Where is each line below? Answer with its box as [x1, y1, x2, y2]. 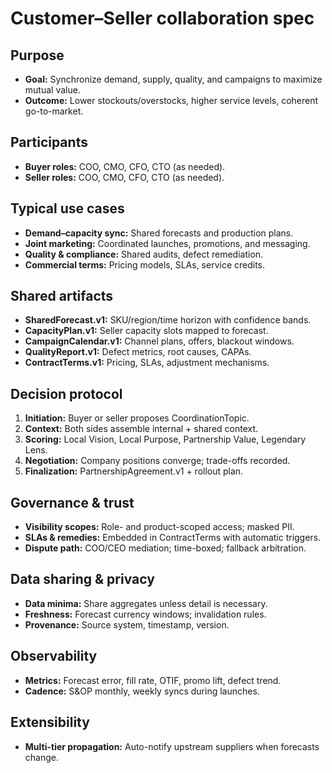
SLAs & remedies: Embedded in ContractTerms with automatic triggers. [24, 532, 322, 544]
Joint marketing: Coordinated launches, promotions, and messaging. [24, 237, 311, 249]
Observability [10, 648, 98, 665]
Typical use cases [10, 200, 125, 217]
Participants [10, 134, 88, 151]
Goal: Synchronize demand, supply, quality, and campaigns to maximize [24, 73, 323, 85]
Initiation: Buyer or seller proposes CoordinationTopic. [24, 412, 250, 424]
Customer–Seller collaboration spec [10, 7, 315, 30]
